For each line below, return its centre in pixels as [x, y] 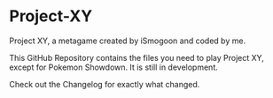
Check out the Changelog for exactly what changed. [105, 84]
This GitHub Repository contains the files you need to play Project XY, [136, 57]
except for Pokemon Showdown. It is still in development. [114, 67]
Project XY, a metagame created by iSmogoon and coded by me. [128, 41]
